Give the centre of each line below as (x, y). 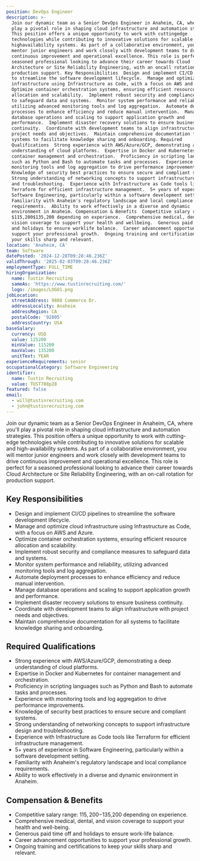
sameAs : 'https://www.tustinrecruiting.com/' (69, 284)
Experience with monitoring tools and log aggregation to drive (90, 699)
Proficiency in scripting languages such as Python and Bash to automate (104, 686)
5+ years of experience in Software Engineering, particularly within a (99, 750)
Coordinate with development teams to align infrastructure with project (101, 609)
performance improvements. (50, 705)
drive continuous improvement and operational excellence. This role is (92, 461)
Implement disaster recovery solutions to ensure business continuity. (99, 602)
